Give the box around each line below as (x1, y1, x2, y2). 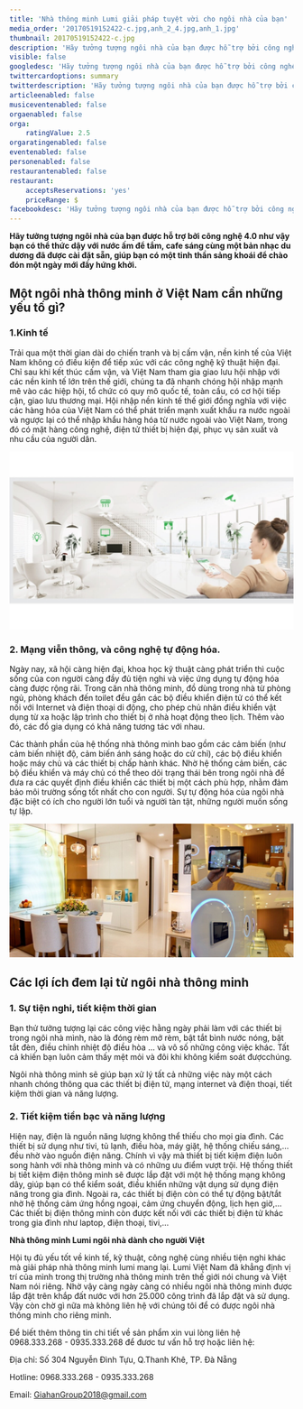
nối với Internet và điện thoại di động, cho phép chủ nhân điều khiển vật (9, 702, 277, 713)
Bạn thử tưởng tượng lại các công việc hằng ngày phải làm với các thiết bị (9, 1022, 282, 1033)
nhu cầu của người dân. (9, 433, 97, 444)
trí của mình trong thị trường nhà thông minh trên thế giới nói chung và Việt (9, 1271, 287, 1282)
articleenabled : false (9, 90, 95, 99)
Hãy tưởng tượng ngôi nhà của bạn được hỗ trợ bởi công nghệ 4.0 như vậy (9, 231, 290, 242)
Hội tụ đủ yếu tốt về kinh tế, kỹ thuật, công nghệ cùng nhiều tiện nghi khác (9, 1252, 287, 1263)
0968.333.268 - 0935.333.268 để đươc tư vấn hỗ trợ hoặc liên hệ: (9, 1336, 255, 1348)
